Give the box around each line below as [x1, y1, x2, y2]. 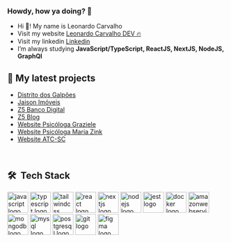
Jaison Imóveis [17, 98, 61, 106]
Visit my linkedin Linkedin [17, 38, 90, 46]
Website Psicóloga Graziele [17, 120, 96, 129]
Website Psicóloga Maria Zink [17, 128, 103, 136]
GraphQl [17, 52, 43, 60]
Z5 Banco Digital [17, 106, 65, 114]
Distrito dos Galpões [17, 90, 77, 99]
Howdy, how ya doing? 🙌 [7, 6, 93, 16]
